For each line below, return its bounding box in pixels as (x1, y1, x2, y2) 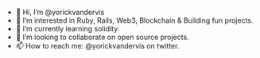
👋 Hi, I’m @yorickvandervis (15, 8, 105, 16)
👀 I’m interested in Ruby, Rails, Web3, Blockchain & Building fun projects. (15, 16, 254, 25)
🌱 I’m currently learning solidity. (15, 24, 120, 33)
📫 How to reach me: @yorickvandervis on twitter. (15, 42, 180, 50)
